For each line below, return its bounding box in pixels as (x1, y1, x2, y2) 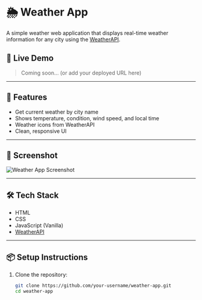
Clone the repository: (14, 271, 68, 278)
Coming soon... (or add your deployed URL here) (20, 69, 142, 76)
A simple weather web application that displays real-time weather (6, 29, 168, 37)
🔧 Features (6, 92, 47, 103)
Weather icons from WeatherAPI (14, 121, 95, 128)
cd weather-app (14, 288, 54, 294)
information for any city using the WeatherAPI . (6, 35, 121, 43)
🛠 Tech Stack (6, 190, 59, 200)
